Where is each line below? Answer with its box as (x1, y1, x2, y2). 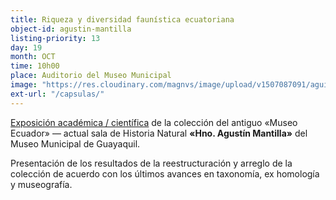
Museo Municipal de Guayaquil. (10, 137, 141, 150)
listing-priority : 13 (10, 33, 101, 43)
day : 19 (10, 42, 43, 53)
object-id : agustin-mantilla (10, 24, 132, 34)
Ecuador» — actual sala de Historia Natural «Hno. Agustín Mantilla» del (10, 127, 308, 139)
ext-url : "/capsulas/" (10, 89, 105, 99)
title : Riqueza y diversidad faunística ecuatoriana (10, 14, 235, 25)
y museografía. (10, 178, 73, 190)
